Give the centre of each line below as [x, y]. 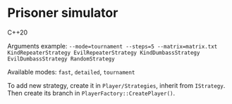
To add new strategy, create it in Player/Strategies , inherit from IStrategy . [116, 85]
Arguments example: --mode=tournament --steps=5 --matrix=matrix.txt [112, 46]
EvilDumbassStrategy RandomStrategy [61, 59]
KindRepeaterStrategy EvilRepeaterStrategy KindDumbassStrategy [104, 53]
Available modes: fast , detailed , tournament [71, 72]
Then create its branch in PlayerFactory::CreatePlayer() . [91, 93]
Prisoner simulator [63, 13]
